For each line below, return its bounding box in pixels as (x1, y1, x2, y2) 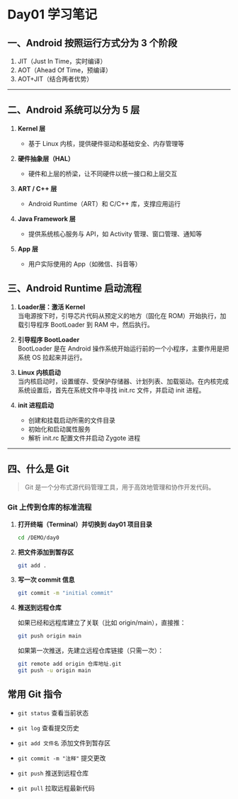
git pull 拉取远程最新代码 (17, 783, 96, 792)
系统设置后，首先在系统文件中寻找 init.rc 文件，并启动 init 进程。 (17, 385, 205, 394)
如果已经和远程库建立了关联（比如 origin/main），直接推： (17, 618, 186, 627)
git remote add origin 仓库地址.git (17, 660, 122, 668)
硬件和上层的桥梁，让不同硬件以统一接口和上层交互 (28, 169, 178, 178)
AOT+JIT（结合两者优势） (17, 75, 93, 83)
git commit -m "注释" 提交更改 (17, 754, 106, 762)
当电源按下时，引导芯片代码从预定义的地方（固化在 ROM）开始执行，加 (17, 311, 227, 319)
